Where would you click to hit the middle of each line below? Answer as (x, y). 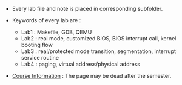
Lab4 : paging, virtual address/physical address (81, 64)
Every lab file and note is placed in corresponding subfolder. (87, 9)
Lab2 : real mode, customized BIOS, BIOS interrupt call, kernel (99, 38)
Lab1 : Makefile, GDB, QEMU (56, 32)
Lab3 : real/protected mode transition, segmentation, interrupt (98, 51)
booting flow (37, 45)
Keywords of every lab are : (46, 20)
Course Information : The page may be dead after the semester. (92, 76)
